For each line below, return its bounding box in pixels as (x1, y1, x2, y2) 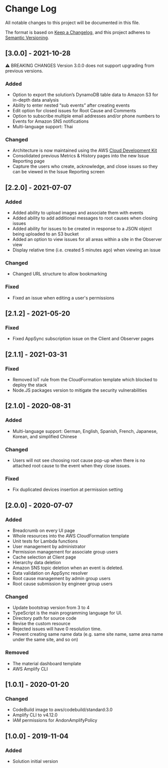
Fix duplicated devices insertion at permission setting (12, 486, 123, 492)
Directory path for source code (12, 615, 77, 621)
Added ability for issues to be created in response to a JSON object (12, 226, 152, 232)
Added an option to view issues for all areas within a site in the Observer (12, 236, 162, 242)
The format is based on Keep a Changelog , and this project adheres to (5, 29, 150, 35)
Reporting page (12, 158, 45, 164)
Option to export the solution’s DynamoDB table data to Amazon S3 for (12, 92, 158, 98)
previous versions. (5, 68, 44, 74)
